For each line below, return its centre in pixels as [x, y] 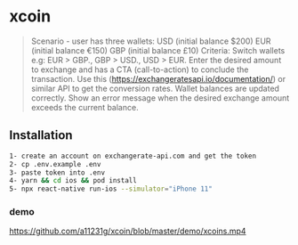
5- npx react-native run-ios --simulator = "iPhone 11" [111, 189]
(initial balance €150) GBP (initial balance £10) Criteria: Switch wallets [158, 50]
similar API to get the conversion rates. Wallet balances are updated [155, 88]
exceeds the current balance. [85, 107]
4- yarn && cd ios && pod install [73, 181]
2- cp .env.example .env [55, 164]
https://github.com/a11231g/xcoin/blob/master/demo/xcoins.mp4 [128, 231]
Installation [41, 135]
